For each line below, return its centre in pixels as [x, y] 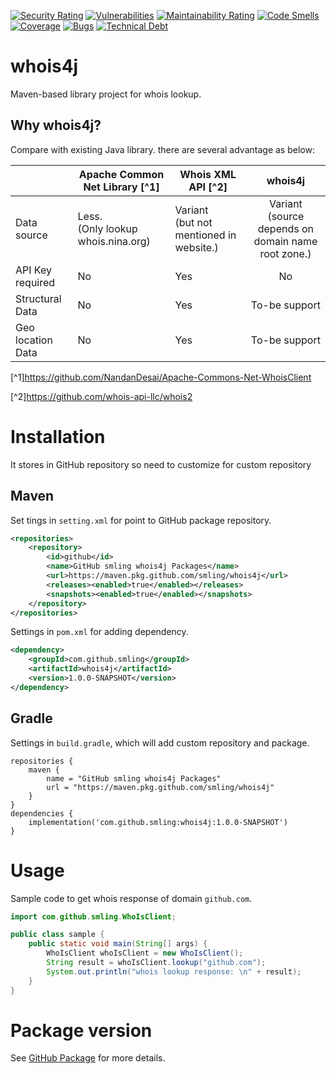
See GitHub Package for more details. [88, 1058]
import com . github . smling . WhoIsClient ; [93, 916]
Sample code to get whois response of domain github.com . [131, 898]
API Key [33, 270]
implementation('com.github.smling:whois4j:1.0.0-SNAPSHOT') [158, 822]
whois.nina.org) [114, 241]
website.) [196, 247]
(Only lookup [107, 228]
